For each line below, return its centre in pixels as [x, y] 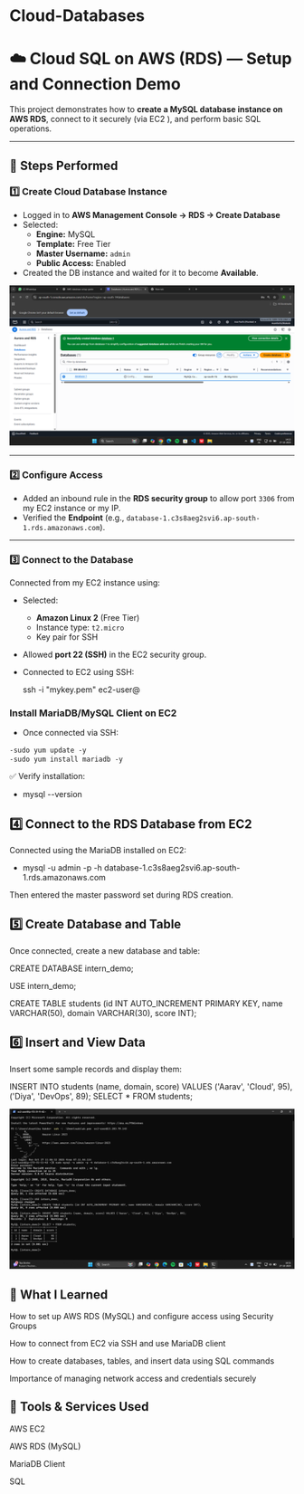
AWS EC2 [27, 1428]
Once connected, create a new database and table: [105, 950]
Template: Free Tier [73, 243]
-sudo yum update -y [48, 751]
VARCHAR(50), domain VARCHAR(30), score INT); [103, 1013]
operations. [31, 128]
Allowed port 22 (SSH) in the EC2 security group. [114, 654]
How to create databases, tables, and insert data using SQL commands [142, 1361]
